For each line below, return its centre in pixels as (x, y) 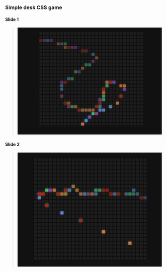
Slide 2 (12, 144)
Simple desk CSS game (34, 7)
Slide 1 (12, 19)
